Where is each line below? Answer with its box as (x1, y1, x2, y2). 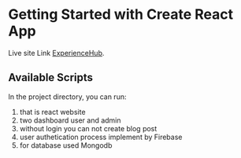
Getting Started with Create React (8, 6, 234, 24)
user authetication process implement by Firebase (19, 132, 183, 141)
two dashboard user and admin (19, 116, 121, 125)
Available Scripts (8, 71, 93, 84)
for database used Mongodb (19, 140, 113, 150)
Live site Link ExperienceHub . (8, 48, 105, 57)
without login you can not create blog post (19, 123, 158, 133)
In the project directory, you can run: (8, 92, 127, 101)
